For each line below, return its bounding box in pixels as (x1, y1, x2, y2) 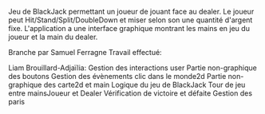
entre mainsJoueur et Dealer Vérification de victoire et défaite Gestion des (8, 88, 253, 98)
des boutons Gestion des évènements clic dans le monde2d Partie (8, 72, 227, 81)
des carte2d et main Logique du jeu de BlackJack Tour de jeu (43, 80, 246, 89)
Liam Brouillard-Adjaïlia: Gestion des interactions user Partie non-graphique (8, 63, 257, 73)
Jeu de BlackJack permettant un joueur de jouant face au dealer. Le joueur (8, 7, 255, 16)
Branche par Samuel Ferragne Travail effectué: (8, 48, 162, 57)
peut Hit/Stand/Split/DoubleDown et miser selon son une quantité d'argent (8, 15, 253, 25)
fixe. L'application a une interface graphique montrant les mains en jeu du (8, 24, 250, 33)
